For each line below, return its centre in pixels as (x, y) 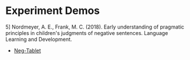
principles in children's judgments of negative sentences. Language (87, 33)
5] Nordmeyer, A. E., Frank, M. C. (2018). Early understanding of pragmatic (95, 27)
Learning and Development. (39, 39)
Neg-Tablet (27, 50)
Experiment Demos (53, 11)
